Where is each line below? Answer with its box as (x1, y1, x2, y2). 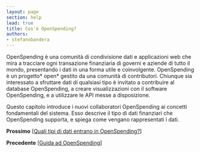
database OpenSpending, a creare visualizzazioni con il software (6, 85, 167, 92)
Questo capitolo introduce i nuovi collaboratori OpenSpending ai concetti (6, 103, 187, 110)
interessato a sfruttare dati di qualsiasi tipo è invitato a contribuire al (6, 79, 175, 86)
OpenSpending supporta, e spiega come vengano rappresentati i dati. (6, 116, 180, 123)
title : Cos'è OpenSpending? (6, 25, 77, 32)
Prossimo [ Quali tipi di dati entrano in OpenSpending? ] (6, 127, 142, 135)
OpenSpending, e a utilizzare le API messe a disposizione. (6, 91, 151, 99)
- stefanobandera (6, 37, 50, 43)
